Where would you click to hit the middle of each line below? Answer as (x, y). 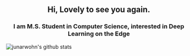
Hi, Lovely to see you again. (99, 10)
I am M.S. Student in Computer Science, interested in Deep (99, 27)
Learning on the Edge (99, 34)
